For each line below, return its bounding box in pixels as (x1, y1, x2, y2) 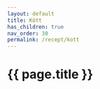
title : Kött (7, 17, 42, 24)
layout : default (7, 10, 55, 18)
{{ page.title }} (7, 67, 94, 83)
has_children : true (7, 23, 64, 30)
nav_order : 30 (7, 29, 49, 37)
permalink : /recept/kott (7, 36, 80, 43)
